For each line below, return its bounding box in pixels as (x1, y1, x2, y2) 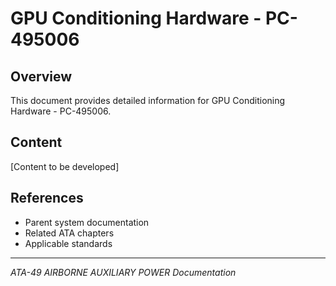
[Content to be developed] (10, 160, 120, 172)
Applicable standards (24, 237, 113, 249)
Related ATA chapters (24, 227, 115, 239)
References (10, 190, 84, 207)
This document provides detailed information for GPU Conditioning (10, 95, 286, 106)
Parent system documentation (24, 216, 150, 228)
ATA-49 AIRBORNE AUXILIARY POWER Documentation (10, 266, 237, 278)
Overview (10, 68, 73, 85)
